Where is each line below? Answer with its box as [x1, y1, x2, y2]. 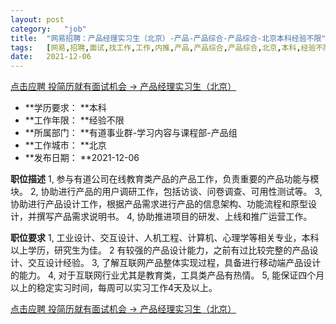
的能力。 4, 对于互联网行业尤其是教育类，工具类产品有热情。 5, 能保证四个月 [10, 269, 325, 281]
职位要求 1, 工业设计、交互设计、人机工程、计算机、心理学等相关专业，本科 [10, 232, 320, 244]
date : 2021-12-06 [10, 52, 92, 62]
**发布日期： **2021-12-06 [24, 152, 140, 164]
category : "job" [10, 24, 87, 34]
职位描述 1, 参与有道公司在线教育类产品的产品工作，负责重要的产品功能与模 [10, 173, 320, 185]
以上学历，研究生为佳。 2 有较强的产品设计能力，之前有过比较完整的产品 [10, 244, 310, 256]
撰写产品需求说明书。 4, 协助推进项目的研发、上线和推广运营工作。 [36, 211, 313, 223]
